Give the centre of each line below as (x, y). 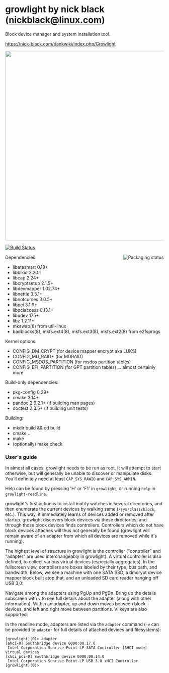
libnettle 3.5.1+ (27, 294)
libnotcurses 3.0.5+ (32, 299)
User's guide (21, 457)
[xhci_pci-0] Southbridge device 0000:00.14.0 (55, 657)
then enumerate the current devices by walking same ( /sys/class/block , (80, 509)
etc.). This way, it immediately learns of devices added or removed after (80, 514)
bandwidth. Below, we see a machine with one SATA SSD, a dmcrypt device (83, 572)
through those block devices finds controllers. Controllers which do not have (84, 525)
